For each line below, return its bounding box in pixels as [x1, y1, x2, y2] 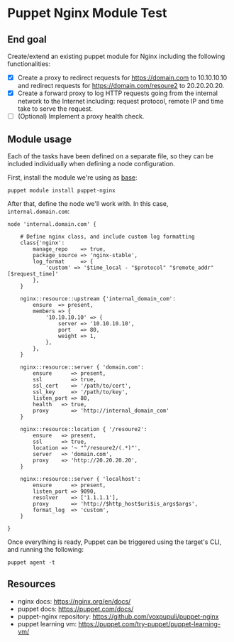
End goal [7, 33, 48, 45]
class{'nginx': [20, 239, 65, 246]
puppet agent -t [7, 559, 55, 566]
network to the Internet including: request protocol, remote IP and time [17, 97, 224, 106]
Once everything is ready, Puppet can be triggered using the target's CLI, [7, 538, 222, 546]
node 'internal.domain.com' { [7, 221, 97, 228]
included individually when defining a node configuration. [7, 160, 175, 168]
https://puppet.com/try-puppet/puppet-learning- [78, 619, 221, 628]
